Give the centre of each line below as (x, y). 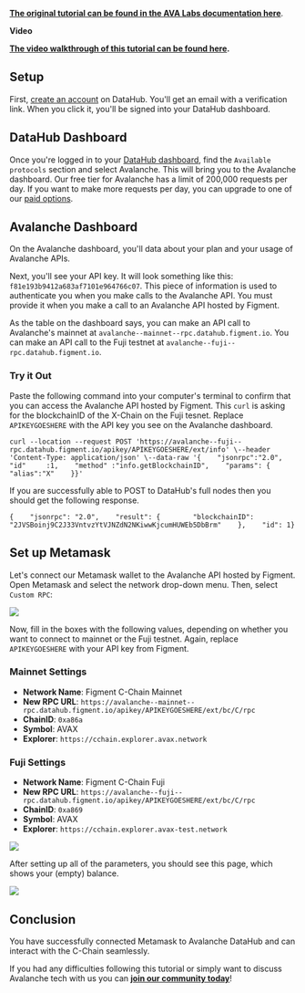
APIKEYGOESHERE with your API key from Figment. (99, 648)
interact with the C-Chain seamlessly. (80, 951)
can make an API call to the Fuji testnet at (87, 342)
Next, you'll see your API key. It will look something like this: (122, 277)
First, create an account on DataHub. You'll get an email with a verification (148, 99)
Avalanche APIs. (40, 258)
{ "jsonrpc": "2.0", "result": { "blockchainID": (132, 517)
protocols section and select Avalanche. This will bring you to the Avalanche (153, 169)
